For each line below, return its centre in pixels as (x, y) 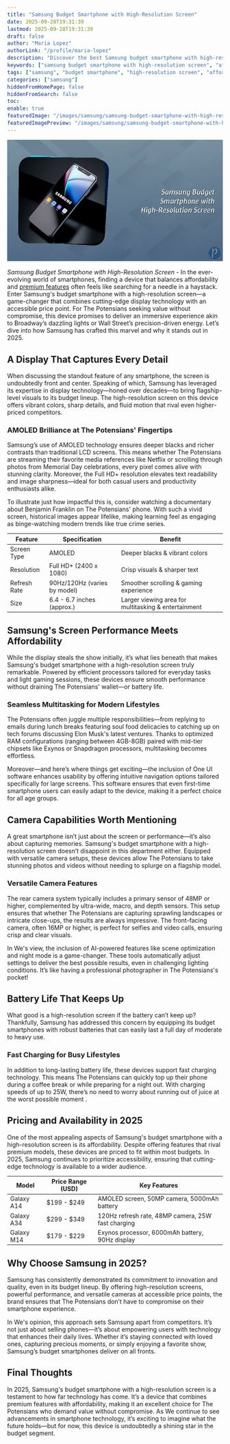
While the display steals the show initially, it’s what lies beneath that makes (112, 658)
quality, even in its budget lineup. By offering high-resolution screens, (105, 1287)
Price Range (69, 1181)
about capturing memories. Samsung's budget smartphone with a (100, 844)
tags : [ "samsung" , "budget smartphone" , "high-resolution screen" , (105, 72)
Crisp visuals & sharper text (159, 569)
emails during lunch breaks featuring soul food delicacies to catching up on (114, 726)
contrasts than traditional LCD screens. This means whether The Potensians (114, 452)
